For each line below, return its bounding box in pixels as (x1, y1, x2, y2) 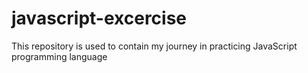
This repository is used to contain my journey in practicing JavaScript (11, 40, 298, 52)
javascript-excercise (11, 7, 188, 30)
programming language (11, 50, 108, 62)
